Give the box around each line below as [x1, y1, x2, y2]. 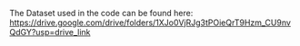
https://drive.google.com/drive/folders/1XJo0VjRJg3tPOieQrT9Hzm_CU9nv [9, 17, 291, 28]
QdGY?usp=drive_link [9, 27, 91, 37]
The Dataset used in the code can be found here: [9, 8, 194, 18]
